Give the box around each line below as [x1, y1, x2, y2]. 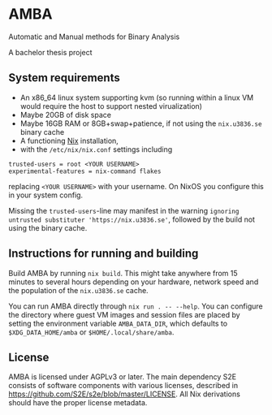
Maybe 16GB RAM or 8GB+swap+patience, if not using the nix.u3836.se [19, 119, 262, 128]
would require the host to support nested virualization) [19, 101, 203, 110]
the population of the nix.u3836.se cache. [8, 285, 149, 295]
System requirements [8, 71, 120, 85]
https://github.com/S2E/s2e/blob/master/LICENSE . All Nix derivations [8, 389, 241, 399]
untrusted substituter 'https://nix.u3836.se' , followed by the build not [8, 214, 256, 224]
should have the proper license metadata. [8, 398, 148, 408]
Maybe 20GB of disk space [19, 110, 112, 119]
